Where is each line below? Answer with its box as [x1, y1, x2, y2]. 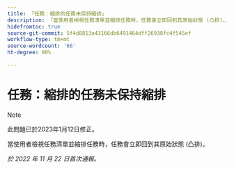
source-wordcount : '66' [7, 42, 77, 49]
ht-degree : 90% [7, 49, 52, 56]
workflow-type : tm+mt [7, 36, 70, 43]
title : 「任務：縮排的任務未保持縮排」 [7, 10, 107, 17]
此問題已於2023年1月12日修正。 [7, 124, 99, 133]
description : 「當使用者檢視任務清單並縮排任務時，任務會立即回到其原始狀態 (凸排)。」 [7, 17, 231, 24]
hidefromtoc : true [7, 23, 61, 30]
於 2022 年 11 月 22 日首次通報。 [7, 154, 100, 163]
